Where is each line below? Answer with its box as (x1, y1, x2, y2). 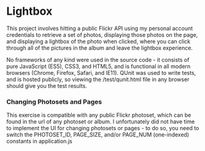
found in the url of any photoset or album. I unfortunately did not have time (6, 118, 195, 125)
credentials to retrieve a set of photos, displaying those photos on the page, (6, 31, 198, 38)
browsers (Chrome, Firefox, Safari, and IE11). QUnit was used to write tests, (6, 69, 196, 76)
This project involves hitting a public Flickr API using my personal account (6, 25, 193, 32)
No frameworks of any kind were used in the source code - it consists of (6, 56, 190, 63)
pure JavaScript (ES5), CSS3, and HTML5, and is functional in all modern (6, 63, 191, 70)
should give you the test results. (6, 82, 87, 90)
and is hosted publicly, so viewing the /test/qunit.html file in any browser (6, 75, 190, 83)
